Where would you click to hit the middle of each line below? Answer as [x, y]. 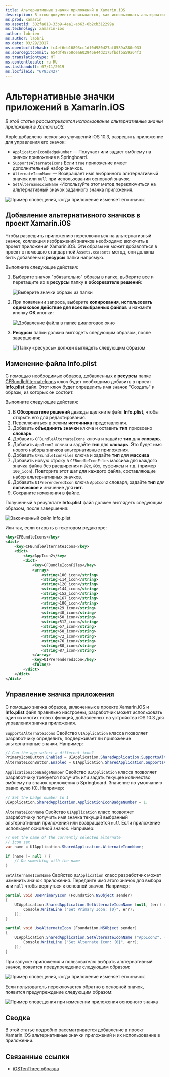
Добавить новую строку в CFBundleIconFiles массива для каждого [85, 460]
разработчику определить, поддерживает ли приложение [68, 738]
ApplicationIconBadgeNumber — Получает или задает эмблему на [82, 152]
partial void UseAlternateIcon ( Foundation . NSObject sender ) [71, 928]
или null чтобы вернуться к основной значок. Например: [68, 886]
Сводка [18, 1018]
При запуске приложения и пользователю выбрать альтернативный [79, 961]
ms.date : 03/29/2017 [27, 43]
